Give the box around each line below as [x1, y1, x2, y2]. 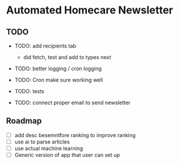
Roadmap [6, 116, 42, 126]
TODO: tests [14, 88, 45, 94]
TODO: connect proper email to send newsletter [14, 99, 131, 106]
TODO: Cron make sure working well [14, 77, 103, 83]
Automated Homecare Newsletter [6, 4, 173, 17]
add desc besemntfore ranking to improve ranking [14, 131, 136, 138]
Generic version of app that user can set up [14, 152, 120, 158]
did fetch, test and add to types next [23, 54, 112, 60]
